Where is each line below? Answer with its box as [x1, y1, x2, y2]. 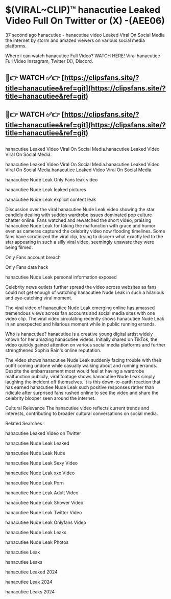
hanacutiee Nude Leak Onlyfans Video [5, 519, 87, 525]
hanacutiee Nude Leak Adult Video [5, 490, 79, 496]
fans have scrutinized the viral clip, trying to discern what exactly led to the [5, 234, 163, 240]
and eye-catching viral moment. [5, 295, 72, 301]
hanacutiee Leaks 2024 [5, 589, 55, 595]
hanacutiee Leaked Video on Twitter [5, 430, 82, 436]
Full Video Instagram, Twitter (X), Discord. [5, 58, 93, 64]
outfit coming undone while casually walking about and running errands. [5, 362, 157, 369]
